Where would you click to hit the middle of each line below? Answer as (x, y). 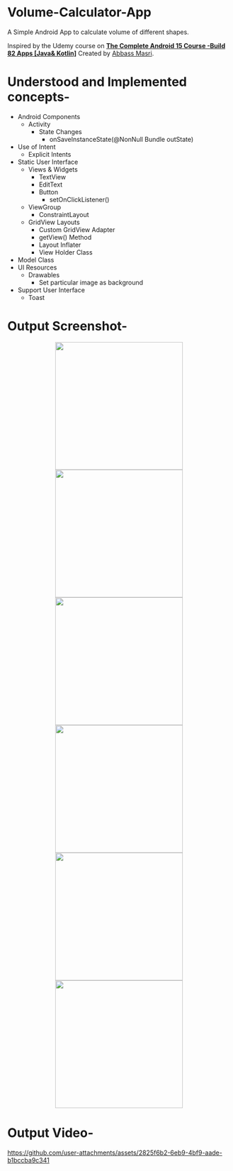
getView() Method (65, 237)
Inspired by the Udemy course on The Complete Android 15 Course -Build (116, 45)
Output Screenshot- (67, 326)
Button (49, 192)
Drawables (44, 274)
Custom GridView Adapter (77, 229)
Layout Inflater (60, 245)
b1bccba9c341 (28, 1160)
